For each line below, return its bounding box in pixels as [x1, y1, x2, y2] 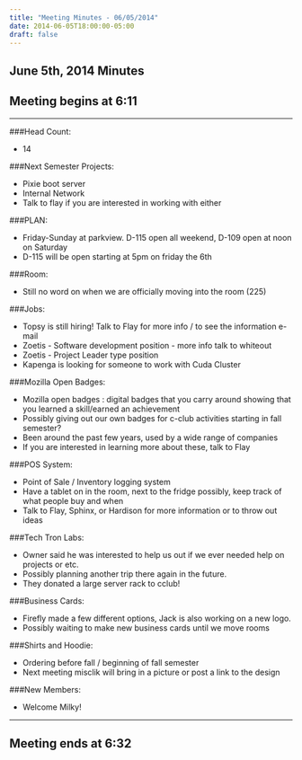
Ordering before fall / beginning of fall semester [22, 657, 200, 667]
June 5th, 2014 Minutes [9, 63, 145, 78]
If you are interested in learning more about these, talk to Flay [22, 441, 251, 452]
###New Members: [9, 684, 81, 694]
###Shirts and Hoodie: [9, 640, 93, 650]
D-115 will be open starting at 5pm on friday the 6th [22, 251, 213, 261]
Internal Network [22, 188, 85, 199]
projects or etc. [22, 559, 79, 570]
